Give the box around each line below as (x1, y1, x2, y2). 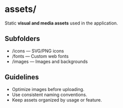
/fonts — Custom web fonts (11, 53, 69, 59)
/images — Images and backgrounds (11, 58, 88, 64)
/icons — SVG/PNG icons (11, 47, 64, 53)
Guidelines (4, 73, 39, 81)
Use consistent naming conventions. (11, 91, 87, 97)
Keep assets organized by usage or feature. (11, 96, 102, 103)
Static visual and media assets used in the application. (4, 20, 118, 26)
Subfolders (4, 34, 40, 43)
